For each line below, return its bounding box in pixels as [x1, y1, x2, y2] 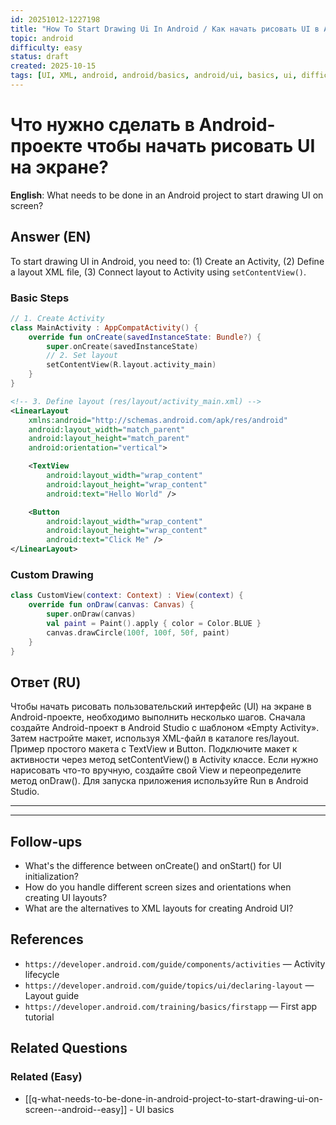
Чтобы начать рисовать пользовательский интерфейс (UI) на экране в [10, 701, 312, 713]
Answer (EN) [10, 229, 92, 246]
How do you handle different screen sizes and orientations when [24, 881, 292, 893]
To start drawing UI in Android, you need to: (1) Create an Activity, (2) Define [10, 255, 325, 267]
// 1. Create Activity [10, 313, 105, 323]
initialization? [24, 871, 79, 883]
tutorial [24, 1011, 55, 1023]
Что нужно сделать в [10, 114, 195, 136]
